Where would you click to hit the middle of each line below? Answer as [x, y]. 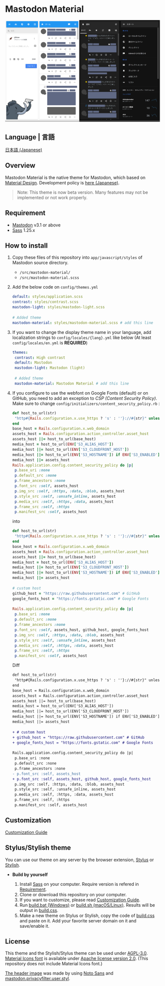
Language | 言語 [30, 137]
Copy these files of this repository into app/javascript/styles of [77, 257]
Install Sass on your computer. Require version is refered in [79, 884]
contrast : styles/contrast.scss [45, 302]
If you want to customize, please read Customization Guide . [80, 900]
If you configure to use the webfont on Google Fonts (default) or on [80, 393]
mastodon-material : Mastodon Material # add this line [72, 383]
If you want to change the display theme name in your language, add [82, 332]
